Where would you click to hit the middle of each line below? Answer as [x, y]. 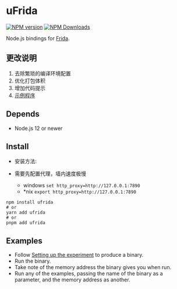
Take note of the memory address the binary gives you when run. [93, 267]
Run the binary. [33, 261]
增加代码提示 [30, 88]
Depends [23, 114]
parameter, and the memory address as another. [72, 280]
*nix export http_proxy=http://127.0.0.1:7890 [80, 192]
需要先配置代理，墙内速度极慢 [50, 174]
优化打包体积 [30, 81]
